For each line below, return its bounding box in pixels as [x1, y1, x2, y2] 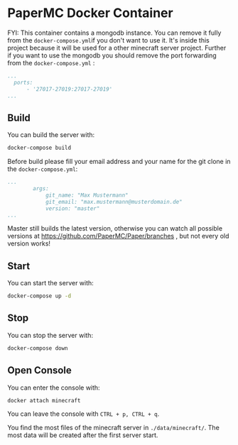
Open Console [7, 364, 72, 377]
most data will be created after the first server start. [7, 431, 158, 439]
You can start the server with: [7, 279, 94, 287]
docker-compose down [7, 344, 69, 352]
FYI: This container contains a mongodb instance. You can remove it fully [7, 28, 222, 37]
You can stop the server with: [7, 331, 94, 339]
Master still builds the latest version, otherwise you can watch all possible [7, 224, 222, 233]
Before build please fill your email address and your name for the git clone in [7, 158, 231, 166]
